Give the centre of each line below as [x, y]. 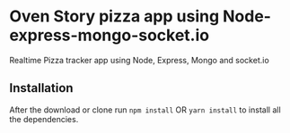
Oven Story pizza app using [114, 17]
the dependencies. [44, 119]
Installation [41, 88]
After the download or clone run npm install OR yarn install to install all [145, 110]
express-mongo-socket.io [109, 35]
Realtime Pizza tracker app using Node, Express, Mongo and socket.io [139, 60]
